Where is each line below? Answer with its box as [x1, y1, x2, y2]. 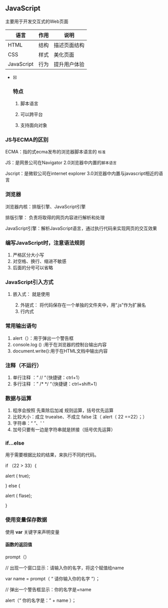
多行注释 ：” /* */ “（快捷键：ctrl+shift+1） [12, 381, 100, 387]
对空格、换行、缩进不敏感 [12, 258, 67, 264]
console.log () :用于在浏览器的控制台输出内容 [12, 341, 107, 347]
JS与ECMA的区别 [5, 136, 49, 144]
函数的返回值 [5, 542, 32, 548]
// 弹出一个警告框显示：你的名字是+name [5, 586, 92, 592]
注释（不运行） [5, 362, 42, 369]
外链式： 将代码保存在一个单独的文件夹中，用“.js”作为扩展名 [20, 302, 146, 308]
